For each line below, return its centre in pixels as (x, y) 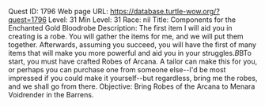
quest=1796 (28, 20)
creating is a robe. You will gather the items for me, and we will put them (126, 36)
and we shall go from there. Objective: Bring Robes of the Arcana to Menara (132, 86)
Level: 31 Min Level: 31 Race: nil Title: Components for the (142, 20)
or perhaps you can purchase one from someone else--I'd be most (117, 69)
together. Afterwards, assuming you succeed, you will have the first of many (132, 45)
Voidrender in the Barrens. (51, 95)
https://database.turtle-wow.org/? (165, 11)
